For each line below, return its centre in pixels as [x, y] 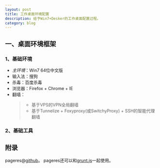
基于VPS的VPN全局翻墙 [55, 105]
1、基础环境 [19, 59]
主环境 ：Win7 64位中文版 [37, 70]
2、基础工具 [19, 130]
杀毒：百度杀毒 [27, 82]
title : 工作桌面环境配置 [27, 14]
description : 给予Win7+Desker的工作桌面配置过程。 [53, 18]
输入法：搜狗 [25, 76]
